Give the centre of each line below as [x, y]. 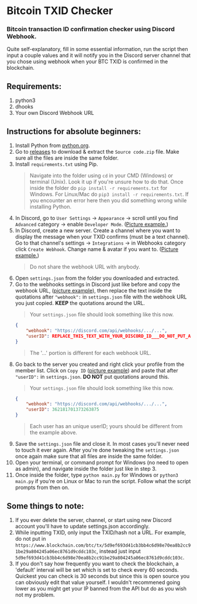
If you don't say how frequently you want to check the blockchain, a [97, 564]
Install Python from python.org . [52, 145]
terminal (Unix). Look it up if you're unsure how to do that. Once [106, 182]
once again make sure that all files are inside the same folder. [89, 456]
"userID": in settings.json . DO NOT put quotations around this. [92, 376]
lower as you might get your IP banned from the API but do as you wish [101, 588]
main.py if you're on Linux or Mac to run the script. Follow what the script [103, 481]
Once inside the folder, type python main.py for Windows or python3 [97, 475]
